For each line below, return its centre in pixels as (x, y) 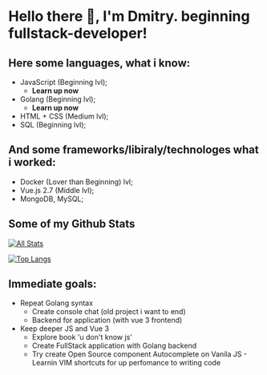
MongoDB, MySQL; (52, 199)
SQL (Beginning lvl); (53, 125)
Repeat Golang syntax (57, 303)
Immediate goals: (53, 284)
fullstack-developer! (78, 33)
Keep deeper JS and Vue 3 (65, 329)
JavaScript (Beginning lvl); (64, 82)
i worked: (32, 162)
